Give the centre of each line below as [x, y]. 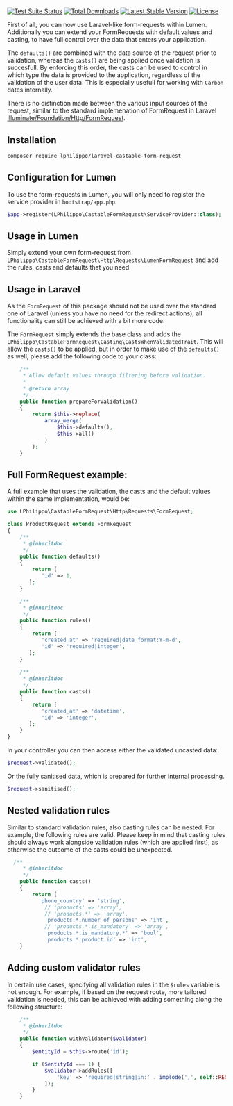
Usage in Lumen [43, 236]
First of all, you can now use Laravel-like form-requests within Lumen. [107, 25]
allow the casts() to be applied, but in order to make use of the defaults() [113, 349]
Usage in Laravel [44, 289]
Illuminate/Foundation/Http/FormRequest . [67, 118]
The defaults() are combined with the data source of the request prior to [112, 53]
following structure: [35, 1007]
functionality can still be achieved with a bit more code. [86, 321]
